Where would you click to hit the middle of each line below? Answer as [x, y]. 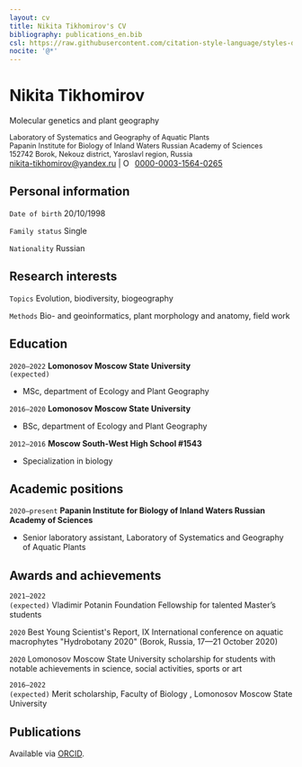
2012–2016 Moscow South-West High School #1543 [106, 443]
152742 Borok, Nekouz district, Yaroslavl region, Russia [101, 154]
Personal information [70, 191]
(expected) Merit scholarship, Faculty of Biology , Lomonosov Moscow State [151, 694]
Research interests [63, 277]
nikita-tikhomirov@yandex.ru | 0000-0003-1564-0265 [116, 164]
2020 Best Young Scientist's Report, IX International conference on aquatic [147, 632]
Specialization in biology [67, 461]
